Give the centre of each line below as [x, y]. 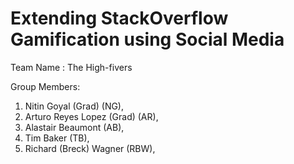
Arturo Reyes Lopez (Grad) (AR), [91, 116]
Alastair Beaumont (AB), [74, 127]
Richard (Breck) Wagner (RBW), [90, 148]
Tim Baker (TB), [57, 138]
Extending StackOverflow [119, 18]
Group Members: [45, 86]
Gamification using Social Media [147, 39]
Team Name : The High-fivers [71, 67]
